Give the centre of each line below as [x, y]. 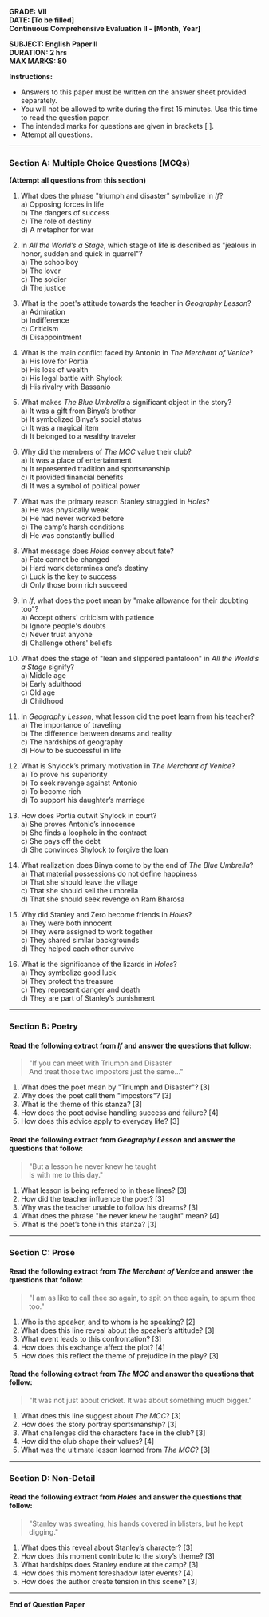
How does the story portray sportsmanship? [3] [99, 1424]
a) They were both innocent [66, 923]
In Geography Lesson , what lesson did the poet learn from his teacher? [137, 716]
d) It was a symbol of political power [80, 486]
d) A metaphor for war [57, 230]
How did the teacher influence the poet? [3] [93, 1198]
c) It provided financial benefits [72, 477]
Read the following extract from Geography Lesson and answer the [123, 1140]
